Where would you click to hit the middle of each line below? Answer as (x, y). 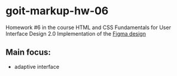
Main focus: (28, 53)
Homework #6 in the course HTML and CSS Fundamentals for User (89, 27)
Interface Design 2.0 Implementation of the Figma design (76, 33)
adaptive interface (37, 66)
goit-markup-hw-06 (57, 11)
